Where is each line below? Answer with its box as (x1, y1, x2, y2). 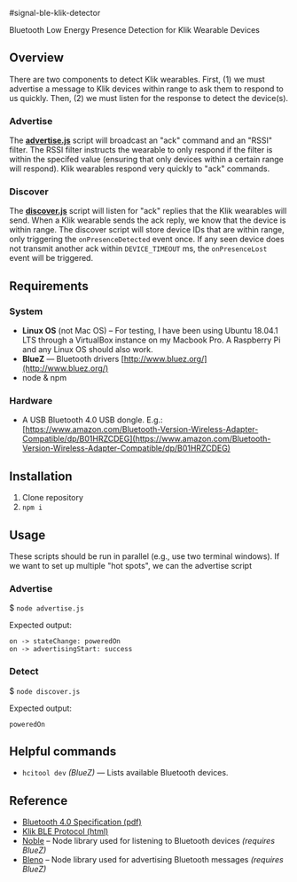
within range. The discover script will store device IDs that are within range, (9, 224, 285, 235)
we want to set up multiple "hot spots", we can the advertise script (9, 561, 253, 571)
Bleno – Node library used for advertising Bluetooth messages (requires (21, 854, 284, 865)
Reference (9, 793, 68, 808)
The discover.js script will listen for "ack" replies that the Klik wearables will (9, 206, 287, 217)
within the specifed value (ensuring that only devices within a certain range (9, 154, 284, 165)
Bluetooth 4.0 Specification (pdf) (21, 816, 142, 828)
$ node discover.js (9, 685, 81, 696)
